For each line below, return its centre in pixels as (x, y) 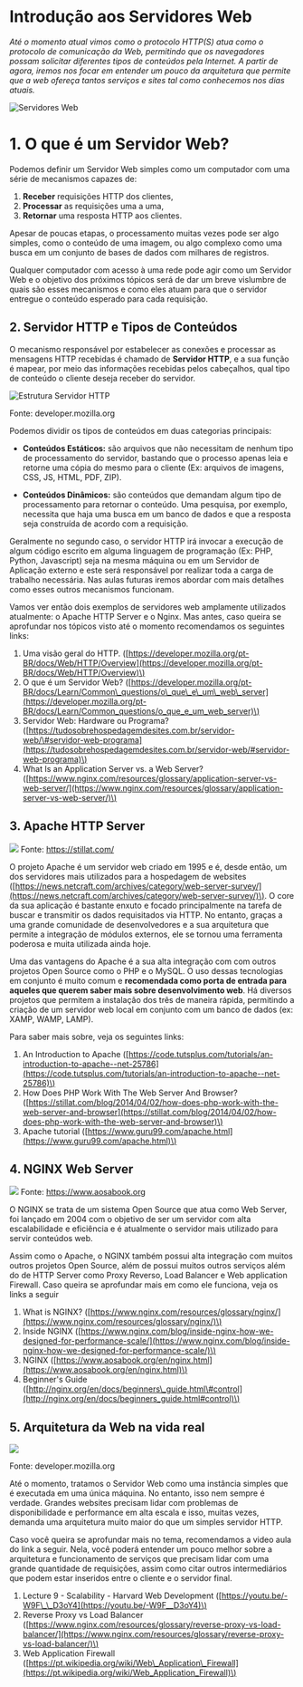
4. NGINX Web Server (71, 1169)
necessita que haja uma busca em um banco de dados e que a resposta (156, 514)
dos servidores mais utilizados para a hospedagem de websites (128, 876)
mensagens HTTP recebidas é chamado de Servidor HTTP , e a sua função (149, 359)
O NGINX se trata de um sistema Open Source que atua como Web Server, (148, 1210)
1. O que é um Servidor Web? (119, 145)
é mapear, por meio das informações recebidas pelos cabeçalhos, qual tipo (150, 368)
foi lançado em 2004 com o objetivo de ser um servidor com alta (130, 1219)
